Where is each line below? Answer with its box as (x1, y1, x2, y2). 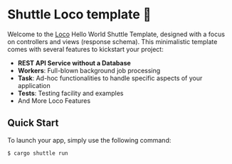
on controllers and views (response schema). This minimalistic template (7, 37, 218, 45)
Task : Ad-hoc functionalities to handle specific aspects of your (17, 74, 203, 82)
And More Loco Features (17, 96, 91, 105)
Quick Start (7, 117, 59, 129)
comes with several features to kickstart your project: (7, 45, 164, 53)
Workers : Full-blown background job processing (17, 66, 161, 75)
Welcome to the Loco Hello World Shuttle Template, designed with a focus (7, 30, 226, 38)
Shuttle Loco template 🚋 (7, 6, 152, 23)
